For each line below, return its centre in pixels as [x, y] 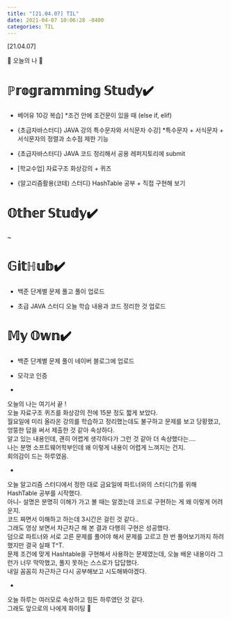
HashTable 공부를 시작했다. [45, 493]
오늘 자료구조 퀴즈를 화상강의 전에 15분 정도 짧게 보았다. [82, 413]
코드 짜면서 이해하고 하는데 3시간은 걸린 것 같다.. [73, 520]
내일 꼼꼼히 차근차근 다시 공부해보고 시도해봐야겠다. [77, 572]
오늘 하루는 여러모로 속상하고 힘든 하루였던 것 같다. [76, 600]
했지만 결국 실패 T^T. [36, 545]
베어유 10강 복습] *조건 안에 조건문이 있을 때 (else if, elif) [95, 115]
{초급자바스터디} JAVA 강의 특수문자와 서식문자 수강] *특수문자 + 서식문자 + [120, 130]
